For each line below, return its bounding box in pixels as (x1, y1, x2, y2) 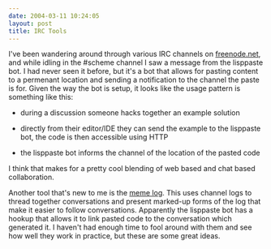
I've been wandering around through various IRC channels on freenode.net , (8, 49, 261, 59)
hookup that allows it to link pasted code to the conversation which (8, 214, 233, 224)
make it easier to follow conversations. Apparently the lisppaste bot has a (8, 205, 253, 215)
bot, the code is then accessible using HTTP (19, 132, 169, 142)
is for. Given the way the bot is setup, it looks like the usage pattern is (8, 84, 241, 93)
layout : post (8, 19, 53, 28)
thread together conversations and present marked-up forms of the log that (8, 196, 261, 207)
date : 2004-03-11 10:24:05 (8, 11, 100, 20)
